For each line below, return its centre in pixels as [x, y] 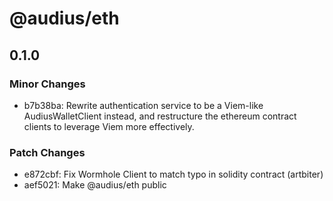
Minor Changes [47, 84]
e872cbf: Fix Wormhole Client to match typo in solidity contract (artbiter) [173, 174]
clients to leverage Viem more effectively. [109, 126]
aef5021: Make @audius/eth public [95, 185]
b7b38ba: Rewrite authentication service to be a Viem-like [143, 105]
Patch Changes [47, 152]
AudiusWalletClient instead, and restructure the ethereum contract [160, 116]
